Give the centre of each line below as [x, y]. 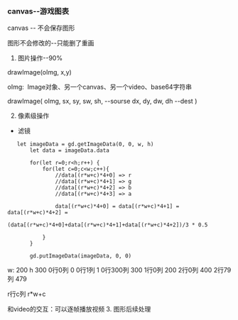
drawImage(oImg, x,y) [40, 72]
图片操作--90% [40, 58]
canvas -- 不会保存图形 [41, 28]
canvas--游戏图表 [38, 11]
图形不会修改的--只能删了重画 [51, 43]
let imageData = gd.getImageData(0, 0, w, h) [85, 144]
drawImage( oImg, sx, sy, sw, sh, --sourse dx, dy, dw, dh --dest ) [102, 101]
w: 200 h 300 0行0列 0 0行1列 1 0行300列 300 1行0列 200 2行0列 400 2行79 [119, 270]
